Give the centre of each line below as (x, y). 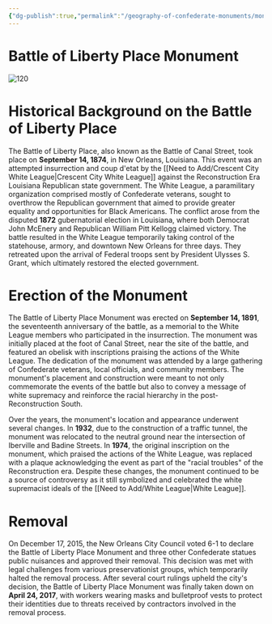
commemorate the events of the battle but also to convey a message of (127, 387)
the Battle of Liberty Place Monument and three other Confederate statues (132, 553)
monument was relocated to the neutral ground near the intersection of (127, 437)
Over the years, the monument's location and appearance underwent (123, 420)
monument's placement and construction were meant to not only (117, 378)
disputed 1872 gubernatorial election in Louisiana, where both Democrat (129, 220)
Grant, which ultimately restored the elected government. (104, 263)
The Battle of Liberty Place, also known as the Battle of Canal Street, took (131, 151)
